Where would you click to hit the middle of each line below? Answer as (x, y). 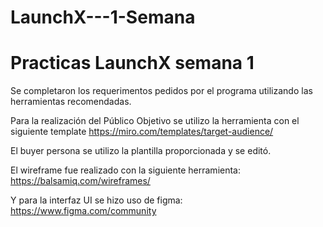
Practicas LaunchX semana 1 (132, 63)
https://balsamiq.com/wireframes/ (80, 181)
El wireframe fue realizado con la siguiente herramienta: (125, 170)
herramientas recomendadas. (71, 102)
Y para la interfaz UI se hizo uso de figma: (96, 200)
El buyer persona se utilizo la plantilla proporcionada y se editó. (141, 151)
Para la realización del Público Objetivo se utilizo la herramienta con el (155, 121)
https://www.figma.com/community (83, 211)
